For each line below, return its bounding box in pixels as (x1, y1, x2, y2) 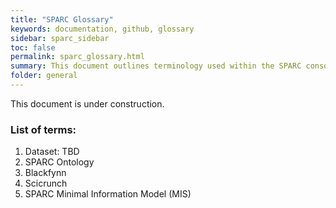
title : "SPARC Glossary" (10, 14, 114, 25)
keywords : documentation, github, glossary (10, 24, 195, 34)
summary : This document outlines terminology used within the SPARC (10, 61, 302, 71)
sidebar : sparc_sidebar (10, 33, 110, 43)
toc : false (10, 42, 56, 53)
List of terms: (10, 122, 77, 136)
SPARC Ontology (24, 156, 95, 168)
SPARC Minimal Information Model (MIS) (24, 188, 192, 200)
